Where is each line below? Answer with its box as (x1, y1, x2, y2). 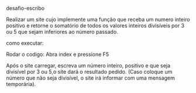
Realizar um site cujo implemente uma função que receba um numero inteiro (6, 16, 190, 23)
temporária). (6, 81, 36, 88)
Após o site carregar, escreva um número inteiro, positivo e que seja (6, 62, 171, 69)
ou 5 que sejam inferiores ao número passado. (6, 28, 118, 35)
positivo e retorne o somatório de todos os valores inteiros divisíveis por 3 (6, 22, 185, 29)
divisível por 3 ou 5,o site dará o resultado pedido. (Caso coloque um (6, 69, 173, 76)
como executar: (6, 40, 44, 46)
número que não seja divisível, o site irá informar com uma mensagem (6, 74, 176, 81)
